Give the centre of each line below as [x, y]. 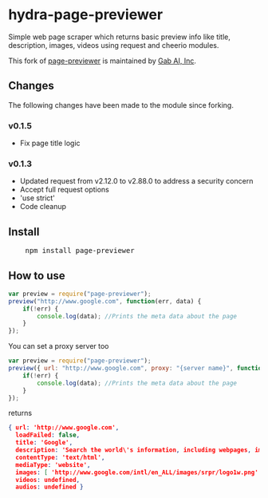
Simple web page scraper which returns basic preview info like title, [120, 37]
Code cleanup [43, 207]
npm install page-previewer [80, 251]
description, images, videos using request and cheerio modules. [114, 45]
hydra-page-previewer [86, 15]
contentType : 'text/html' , [60, 457]
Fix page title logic [50, 143]
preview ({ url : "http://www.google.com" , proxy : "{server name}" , [121, 369]
